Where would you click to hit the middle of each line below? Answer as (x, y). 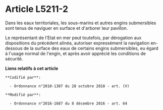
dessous (14, 48)
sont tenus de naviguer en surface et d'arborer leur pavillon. (66, 28)
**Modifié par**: (23, 95)
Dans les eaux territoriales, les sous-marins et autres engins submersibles (81, 23)
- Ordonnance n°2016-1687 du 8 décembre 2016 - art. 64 (68, 103)
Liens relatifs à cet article (32, 68)
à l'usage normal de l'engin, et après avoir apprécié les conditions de (76, 54)
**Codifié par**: (23, 77)
